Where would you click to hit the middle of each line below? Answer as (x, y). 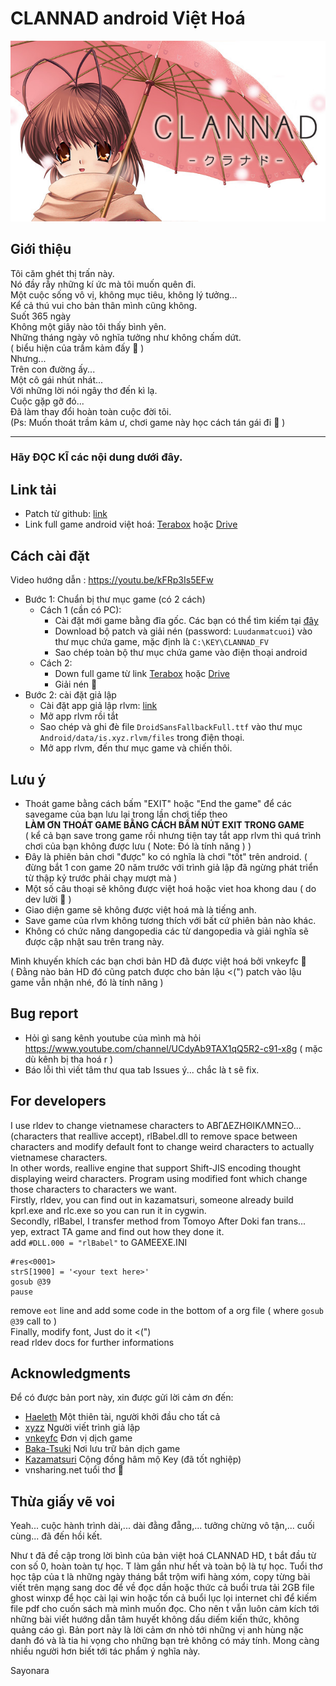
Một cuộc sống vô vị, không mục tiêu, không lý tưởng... (124, 294)
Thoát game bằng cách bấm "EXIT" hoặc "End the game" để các (158, 803)
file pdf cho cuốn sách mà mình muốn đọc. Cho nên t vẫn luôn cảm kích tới (165, 1609)
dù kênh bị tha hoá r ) (69, 1059)
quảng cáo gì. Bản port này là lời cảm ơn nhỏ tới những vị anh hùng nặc (157, 1630)
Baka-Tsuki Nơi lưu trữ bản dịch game (102, 1449)
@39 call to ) (34, 1321)
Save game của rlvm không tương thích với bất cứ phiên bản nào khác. (170, 920)
